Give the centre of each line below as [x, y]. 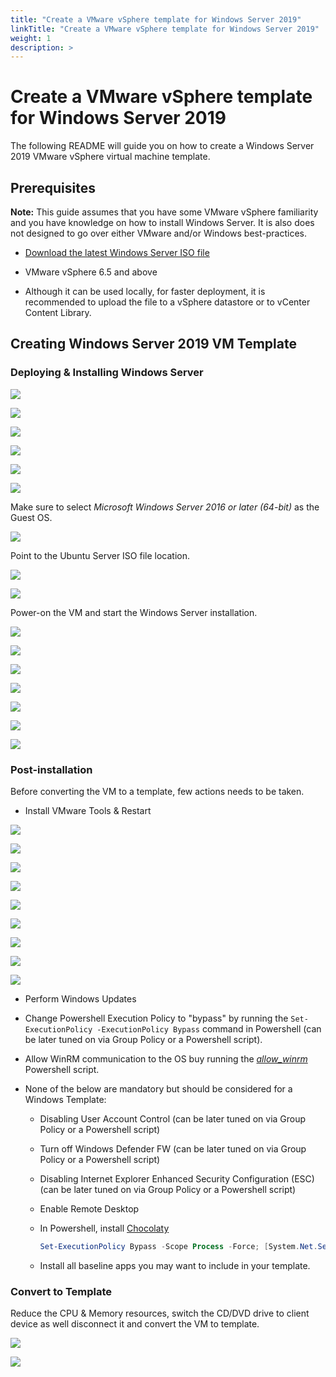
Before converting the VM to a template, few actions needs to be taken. [157, 791]
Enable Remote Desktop [89, 1208]
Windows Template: [65, 1099]
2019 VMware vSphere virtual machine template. [110, 157]
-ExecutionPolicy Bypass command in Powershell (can [209, 1028]
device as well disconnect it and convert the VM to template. [135, 1324]
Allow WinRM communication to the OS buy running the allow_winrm [166, 1058]
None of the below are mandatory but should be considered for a [158, 1088]
